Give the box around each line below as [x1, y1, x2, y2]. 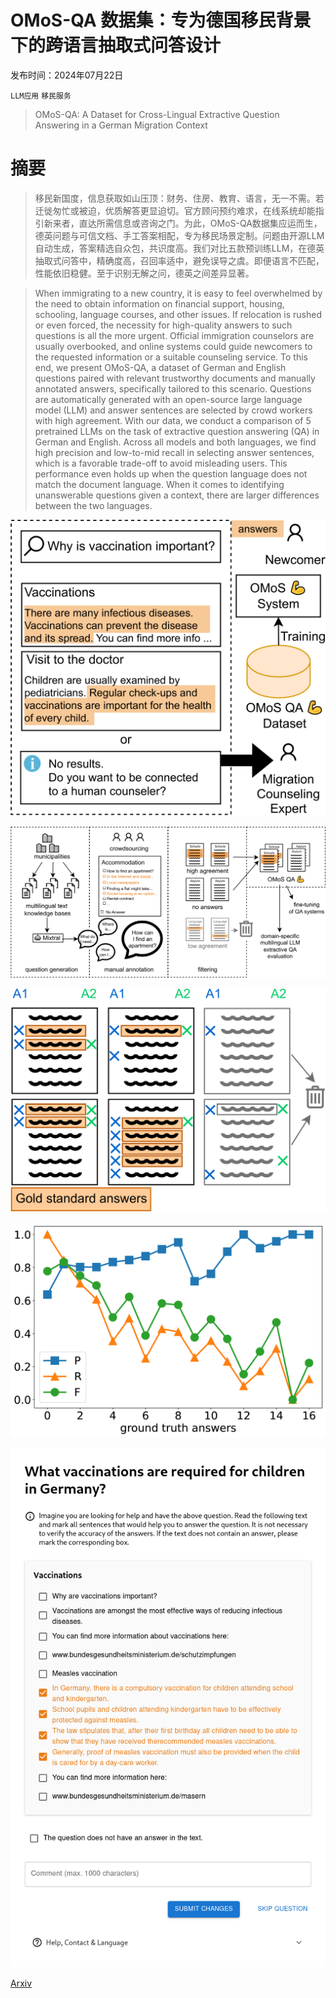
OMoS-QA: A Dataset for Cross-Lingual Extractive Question [34, 108, 280, 120]
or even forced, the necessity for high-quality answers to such [34, 319, 293, 331]
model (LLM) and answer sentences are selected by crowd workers [34, 404, 313, 416]
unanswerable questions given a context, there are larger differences [34, 489, 320, 501]
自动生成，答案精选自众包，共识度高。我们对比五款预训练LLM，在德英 [34, 242, 325, 254]
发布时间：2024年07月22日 [10, 69, 124, 81]
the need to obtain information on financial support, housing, [34, 297, 285, 310]
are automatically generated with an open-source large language [34, 393, 303, 405]
